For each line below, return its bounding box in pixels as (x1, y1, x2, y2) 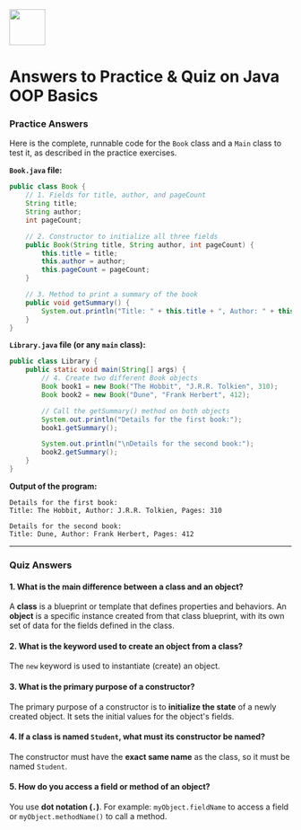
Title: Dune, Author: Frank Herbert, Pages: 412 (9, 529, 194, 538)
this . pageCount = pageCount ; (41, 265, 150, 275)
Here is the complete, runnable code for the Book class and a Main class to (9, 138, 282, 149)
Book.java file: (9, 165, 63, 176)
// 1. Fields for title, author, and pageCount (25, 190, 206, 200)
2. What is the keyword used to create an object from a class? (9, 640, 244, 651)
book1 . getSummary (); (41, 423, 118, 432)
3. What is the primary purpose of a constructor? (9, 681, 195, 692)
